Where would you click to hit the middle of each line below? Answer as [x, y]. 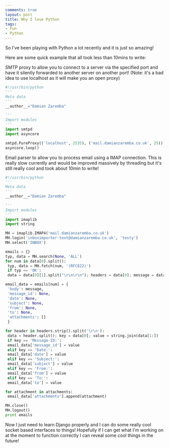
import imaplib [21, 219]
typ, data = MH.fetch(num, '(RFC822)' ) [49, 266]
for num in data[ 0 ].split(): [36, 261]
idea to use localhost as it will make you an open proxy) [63, 78]
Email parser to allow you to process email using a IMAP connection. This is [83, 158]
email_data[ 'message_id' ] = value [44, 345]
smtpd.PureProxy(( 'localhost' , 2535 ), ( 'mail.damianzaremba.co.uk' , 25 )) [84, 143]
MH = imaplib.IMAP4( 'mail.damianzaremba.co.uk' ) [57, 233]
